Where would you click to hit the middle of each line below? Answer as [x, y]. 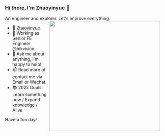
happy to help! [27, 64]
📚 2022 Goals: [27, 88]
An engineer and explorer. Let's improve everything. [58, 19]
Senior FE [22, 38]
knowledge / [25, 105]
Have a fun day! [21, 120]
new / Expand [26, 100]
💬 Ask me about [28, 54]
